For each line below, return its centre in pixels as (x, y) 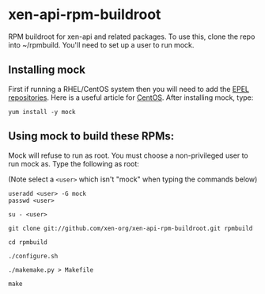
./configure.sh (33, 256)
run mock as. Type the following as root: (74, 163)
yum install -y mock (42, 112)
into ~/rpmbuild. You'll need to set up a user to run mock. (101, 44)
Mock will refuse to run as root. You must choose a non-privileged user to (129, 155)
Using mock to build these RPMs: (91, 136)
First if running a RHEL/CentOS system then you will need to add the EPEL (129, 89)
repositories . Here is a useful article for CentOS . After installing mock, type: (131, 97)
